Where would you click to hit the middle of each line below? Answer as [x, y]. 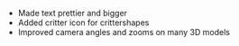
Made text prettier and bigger [73, 13]
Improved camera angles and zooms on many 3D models [124, 32]
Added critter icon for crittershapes [83, 23]
